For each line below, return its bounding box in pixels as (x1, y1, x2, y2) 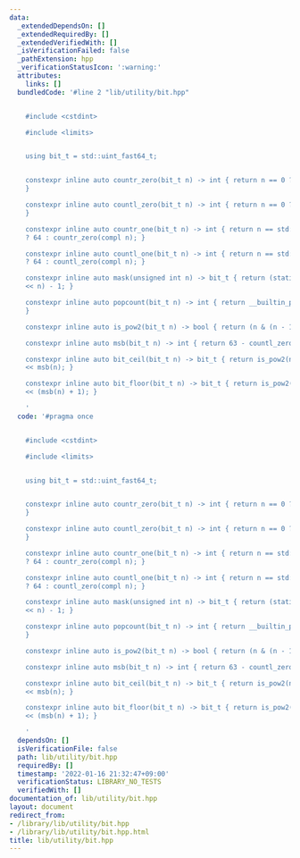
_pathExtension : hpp (17, 55, 94, 63)
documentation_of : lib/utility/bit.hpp (9, 795, 158, 803)
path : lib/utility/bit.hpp (17, 753, 118, 761)
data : (9, 13, 29, 22)
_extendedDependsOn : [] (17, 21, 105, 30)
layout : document (9, 803, 74, 812)
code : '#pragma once (17, 412, 94, 421)
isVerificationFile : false (17, 744, 118, 753)
